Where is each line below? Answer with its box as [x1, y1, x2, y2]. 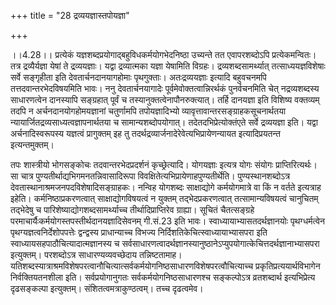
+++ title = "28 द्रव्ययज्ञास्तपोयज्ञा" [10, 10, 130, 21]
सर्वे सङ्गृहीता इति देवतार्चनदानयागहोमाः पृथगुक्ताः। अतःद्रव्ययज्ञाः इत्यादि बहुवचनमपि [10, 71, 267, 83]
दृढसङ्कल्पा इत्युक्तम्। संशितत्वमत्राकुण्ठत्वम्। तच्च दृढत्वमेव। [10, 283, 204, 294]
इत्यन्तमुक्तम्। [10, 139, 55, 150]
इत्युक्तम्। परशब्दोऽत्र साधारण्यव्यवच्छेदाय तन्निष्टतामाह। [10, 249, 183, 260]
